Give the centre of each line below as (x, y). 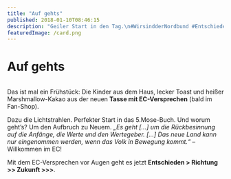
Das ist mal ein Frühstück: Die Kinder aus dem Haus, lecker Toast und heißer (115, 92)
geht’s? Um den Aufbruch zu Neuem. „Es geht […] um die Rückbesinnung (111, 127)
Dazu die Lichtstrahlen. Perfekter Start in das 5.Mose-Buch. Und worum (109, 120)
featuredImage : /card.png (44, 33)
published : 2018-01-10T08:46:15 (53, 20)
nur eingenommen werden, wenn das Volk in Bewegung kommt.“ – (101, 142)
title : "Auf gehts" (35, 13)
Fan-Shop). (23, 107)
